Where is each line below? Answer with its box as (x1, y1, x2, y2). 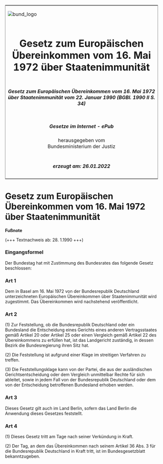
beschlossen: (5, 265, 32, 271)
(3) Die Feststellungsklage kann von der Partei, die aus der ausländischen (5, 367, 152, 373)
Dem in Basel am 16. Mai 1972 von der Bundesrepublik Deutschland (5, 288, 139, 294)
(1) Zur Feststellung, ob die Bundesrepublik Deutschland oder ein (5, 322, 135, 328)
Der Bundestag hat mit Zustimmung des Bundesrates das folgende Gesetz (5, 260, 154, 266)
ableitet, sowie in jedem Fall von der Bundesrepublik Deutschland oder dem (5, 377, 156, 383)
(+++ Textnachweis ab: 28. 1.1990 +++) (5, 237, 84, 243)
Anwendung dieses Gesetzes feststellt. (5, 410, 83, 416)
